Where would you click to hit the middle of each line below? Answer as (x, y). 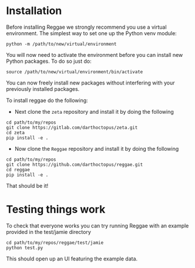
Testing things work (56, 210)
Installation (34, 11)
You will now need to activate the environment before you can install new (95, 55)
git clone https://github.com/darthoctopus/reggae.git (75, 164)
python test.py (25, 247)
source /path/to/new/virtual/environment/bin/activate (75, 72)
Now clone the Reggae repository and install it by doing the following (97, 148)
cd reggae (18, 169)
